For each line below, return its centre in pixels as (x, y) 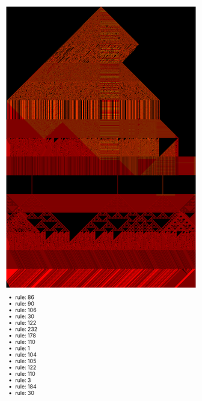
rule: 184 (26, 387)
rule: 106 (26, 310)
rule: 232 (26, 329)
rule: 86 (25, 297)
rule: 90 (25, 304)
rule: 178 (25, 336)
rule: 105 (26, 361)
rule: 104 (26, 355)
